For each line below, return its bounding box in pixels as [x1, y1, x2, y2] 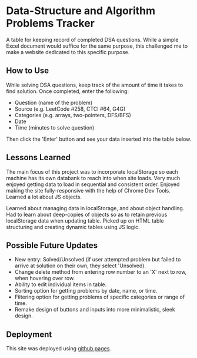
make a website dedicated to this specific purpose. [6, 48, 130, 55]
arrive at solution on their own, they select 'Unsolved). [14, 262, 146, 269]
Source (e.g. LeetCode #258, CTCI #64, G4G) [14, 105, 126, 112]
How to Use [6, 66, 49, 76]
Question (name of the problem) [14, 99, 93, 106]
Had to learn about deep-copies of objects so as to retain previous [6, 211, 168, 218]
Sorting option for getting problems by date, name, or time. [14, 287, 158, 294]
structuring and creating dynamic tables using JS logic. [6, 223, 140, 230]
